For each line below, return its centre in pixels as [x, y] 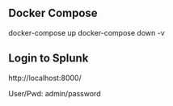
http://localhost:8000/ [45, 78]
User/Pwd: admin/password [55, 93]
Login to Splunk [49, 59]
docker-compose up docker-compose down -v [87, 32]
